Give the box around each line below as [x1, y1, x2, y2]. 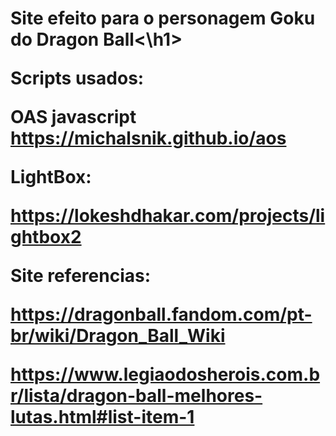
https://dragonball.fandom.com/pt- [10, 303, 313, 326]
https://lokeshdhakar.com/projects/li [10, 205, 326, 227]
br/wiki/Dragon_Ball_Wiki [10, 325, 226, 347]
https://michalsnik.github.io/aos [10, 127, 287, 150]
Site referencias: [10, 265, 152, 287]
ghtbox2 [10, 226, 82, 249]
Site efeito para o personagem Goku [10, 7, 316, 30]
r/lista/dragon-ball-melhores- [10, 385, 263, 407]
